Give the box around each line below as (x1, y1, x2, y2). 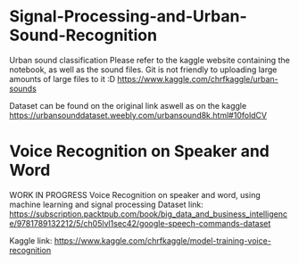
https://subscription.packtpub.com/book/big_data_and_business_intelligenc (9, 208, 288, 219)
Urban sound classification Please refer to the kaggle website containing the (9, 54, 290, 65)
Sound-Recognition (9, 25, 158, 45)
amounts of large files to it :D (9, 73, 116, 84)
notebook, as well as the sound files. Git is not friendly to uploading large (9, 64, 278, 75)
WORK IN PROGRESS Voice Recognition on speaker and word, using (9, 189, 261, 200)
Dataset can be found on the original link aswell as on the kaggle (9, 100, 247, 111)
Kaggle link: (9, 235, 53, 246)
